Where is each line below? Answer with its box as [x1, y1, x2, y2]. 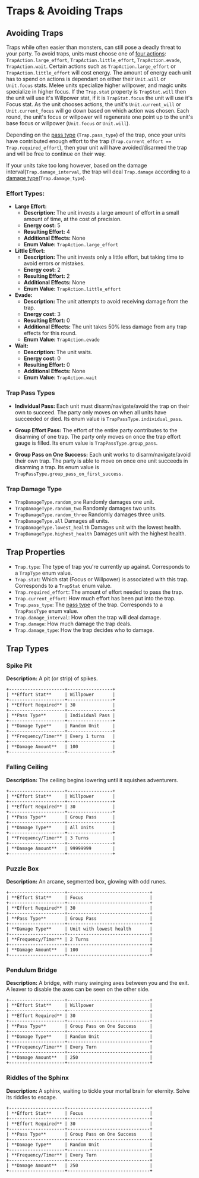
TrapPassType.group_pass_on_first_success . [14, 470, 124, 477]
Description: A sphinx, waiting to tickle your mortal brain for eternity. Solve [6, 1087, 190, 1095]
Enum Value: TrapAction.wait [23, 374, 97, 381]
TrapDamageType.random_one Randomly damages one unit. [14, 498, 154, 505]
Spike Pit [6, 662, 33, 670]
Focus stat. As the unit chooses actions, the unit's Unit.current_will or [6, 101, 181, 108]
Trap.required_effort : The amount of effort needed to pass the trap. [14, 588, 184, 596]
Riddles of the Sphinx [6, 1074, 70, 1082]
